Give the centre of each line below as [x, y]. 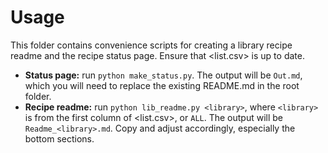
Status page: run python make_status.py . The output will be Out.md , [163, 75]
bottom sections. [59, 138]
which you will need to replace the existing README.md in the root [162, 85]
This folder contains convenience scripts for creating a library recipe [151, 45]
